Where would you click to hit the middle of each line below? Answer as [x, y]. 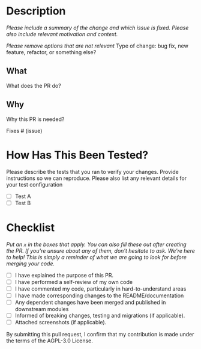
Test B [23, 203]
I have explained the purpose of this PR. [64, 275]
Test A [23, 196]
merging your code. [31, 264]
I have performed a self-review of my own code [74, 282]
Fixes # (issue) [24, 131]
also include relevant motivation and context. [62, 34]
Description [36, 11]
